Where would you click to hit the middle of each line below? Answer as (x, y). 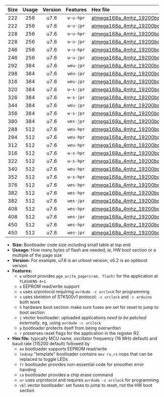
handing (28, 370)
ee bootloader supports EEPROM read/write (63, 349)
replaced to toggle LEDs (44, 359)
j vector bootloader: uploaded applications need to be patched (83, 317)
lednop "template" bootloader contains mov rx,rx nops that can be (86, 354)
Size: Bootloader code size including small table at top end (71, 245)
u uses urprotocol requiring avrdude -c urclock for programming (84, 292)
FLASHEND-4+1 (33, 281)
